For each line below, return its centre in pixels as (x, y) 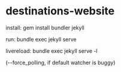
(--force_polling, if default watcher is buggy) (60, 62)
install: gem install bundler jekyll (45, 28)
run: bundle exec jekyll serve (41, 39)
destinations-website (60, 11)
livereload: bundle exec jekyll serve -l (52, 51)
